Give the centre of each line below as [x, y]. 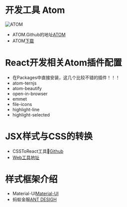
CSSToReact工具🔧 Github [38, 151]
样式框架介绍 [32, 179]
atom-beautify [27, 88]
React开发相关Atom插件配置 [63, 63]
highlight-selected [31, 114]
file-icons [22, 104]
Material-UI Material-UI [35, 193]
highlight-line [26, 109]
